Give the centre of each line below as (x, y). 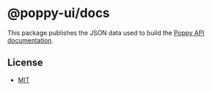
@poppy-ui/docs (59, 13)
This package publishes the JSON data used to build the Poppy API (106, 33)
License (25, 63)
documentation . (31, 40)
